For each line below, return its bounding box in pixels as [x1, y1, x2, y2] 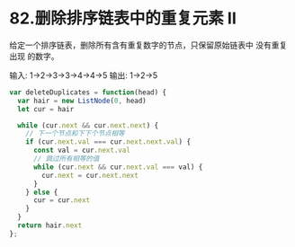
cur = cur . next [32, 196, 91, 205]
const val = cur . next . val [32, 146, 130, 155]
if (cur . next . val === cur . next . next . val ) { [25, 137, 192, 146]
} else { [25, 188, 58, 197]
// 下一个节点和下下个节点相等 [25, 129, 125, 138]
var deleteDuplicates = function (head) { [9, 87, 167, 97]
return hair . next [17, 221, 83, 230]
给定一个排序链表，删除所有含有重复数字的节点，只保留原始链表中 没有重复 [9, 40, 288, 50]
